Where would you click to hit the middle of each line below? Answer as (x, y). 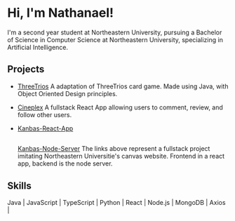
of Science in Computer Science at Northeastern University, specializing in (115, 39)
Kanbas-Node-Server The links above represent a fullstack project (114, 149)
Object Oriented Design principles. (67, 93)
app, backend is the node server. (65, 163)
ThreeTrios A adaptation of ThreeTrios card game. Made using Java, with (123, 86)
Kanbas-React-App (45, 128)
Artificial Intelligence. (38, 47)
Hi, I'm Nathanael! (61, 13)
